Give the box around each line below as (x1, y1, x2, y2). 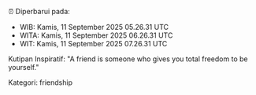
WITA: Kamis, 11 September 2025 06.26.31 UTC (19, 31, 173, 40)
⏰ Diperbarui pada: (8, 7, 71, 16)
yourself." (8, 63, 39, 71)
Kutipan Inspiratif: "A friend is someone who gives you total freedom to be (8, 54, 248, 64)
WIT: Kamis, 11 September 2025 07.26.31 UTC (19, 39, 168, 48)
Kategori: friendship (8, 78, 73, 87)
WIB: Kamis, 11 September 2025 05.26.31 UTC (19, 23, 169, 31)
